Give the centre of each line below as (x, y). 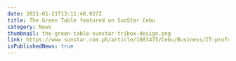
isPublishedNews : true (40, 46)
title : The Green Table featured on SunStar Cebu (81, 20)
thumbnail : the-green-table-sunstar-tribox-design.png (89, 33)
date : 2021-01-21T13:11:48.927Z (54, 14)
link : (15, 40)
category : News (29, 27)
